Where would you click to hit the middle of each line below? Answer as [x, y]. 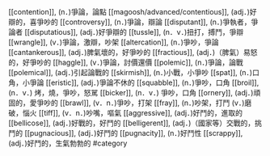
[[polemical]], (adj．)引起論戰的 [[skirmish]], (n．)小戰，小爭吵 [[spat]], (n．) [131, 72]
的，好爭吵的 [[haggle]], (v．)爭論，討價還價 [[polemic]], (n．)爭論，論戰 [126, 62]
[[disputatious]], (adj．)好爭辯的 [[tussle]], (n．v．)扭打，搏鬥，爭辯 [134, 32]
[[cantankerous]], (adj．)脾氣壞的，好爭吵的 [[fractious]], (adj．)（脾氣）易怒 [133, 52]
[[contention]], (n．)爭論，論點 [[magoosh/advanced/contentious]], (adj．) [129, 12]
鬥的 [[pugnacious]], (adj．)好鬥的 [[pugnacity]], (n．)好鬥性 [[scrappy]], [126, 133]
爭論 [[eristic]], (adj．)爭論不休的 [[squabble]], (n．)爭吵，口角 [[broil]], [144, 82]
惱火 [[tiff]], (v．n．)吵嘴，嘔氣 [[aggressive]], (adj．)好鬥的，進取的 [133, 113]
